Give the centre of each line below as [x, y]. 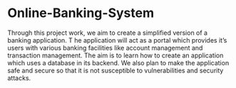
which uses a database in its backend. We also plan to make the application [118, 62]
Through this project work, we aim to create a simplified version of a [108, 33]
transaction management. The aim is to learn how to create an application [116, 55]
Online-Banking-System [81, 13]
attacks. [19, 78]
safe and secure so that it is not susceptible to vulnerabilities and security [116, 70]
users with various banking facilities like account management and [105, 48]
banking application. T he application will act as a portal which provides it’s [117, 40]
